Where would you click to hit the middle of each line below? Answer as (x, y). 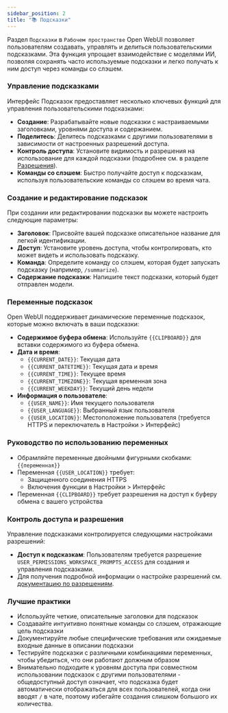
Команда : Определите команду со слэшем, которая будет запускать (118, 263)
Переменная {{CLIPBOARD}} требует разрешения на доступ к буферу (117, 494)
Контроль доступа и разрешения (65, 519)
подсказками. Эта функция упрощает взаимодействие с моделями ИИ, (112, 54)
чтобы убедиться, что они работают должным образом (98, 660)
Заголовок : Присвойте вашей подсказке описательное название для (118, 233)
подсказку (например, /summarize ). (68, 270)
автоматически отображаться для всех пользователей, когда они (114, 689)
